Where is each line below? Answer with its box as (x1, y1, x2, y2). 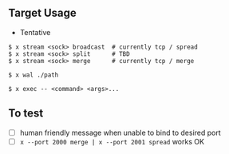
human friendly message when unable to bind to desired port (19, 128, 221, 137)
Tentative (19, 27, 51, 37)
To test (8, 107, 44, 120)
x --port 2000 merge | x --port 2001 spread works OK (19, 136, 205, 146)
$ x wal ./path (8, 71, 59, 79)
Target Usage (8, 6, 77, 20)
